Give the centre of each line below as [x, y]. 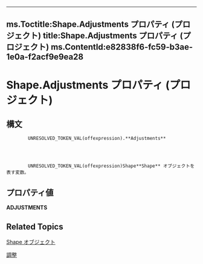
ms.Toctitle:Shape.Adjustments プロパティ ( [91, 25]
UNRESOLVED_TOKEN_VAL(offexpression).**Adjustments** [97, 139]
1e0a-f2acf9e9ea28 [45, 57]
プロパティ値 [30, 192]
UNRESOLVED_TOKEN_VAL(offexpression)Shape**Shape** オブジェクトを [111, 166]
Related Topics [35, 227]
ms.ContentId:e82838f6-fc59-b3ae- [122, 47]
